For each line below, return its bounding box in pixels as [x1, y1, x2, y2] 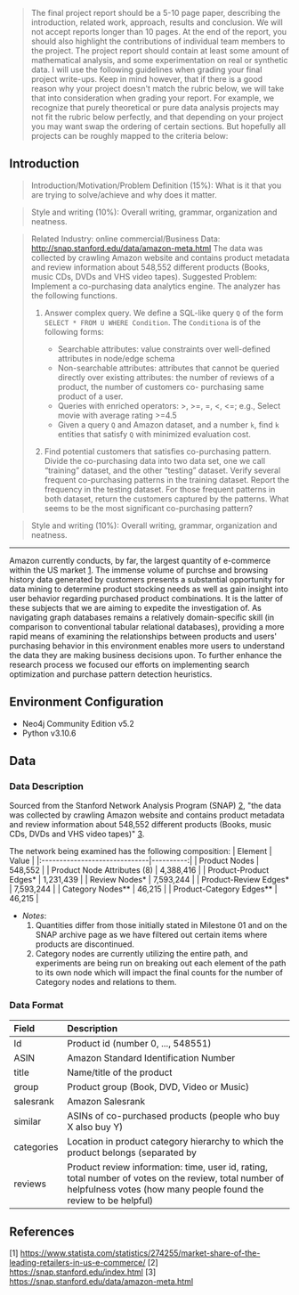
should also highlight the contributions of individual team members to [30, 36, 286, 46]
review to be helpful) [66, 1193, 154, 1206]
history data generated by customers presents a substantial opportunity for [9, 574, 285, 584]
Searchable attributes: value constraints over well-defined [57, 343, 271, 354]
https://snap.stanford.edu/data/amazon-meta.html [9, 1276, 194, 1287]
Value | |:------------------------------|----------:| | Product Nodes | [9, 855, 260, 867]
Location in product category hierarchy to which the [66, 1135, 285, 1147]
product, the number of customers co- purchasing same [57, 381, 264, 392]
